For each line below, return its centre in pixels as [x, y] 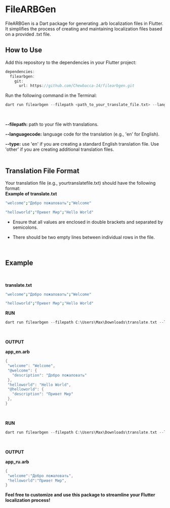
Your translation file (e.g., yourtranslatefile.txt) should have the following [80, 183]
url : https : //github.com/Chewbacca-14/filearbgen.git [77, 86]
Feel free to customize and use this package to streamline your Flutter [80, 495]
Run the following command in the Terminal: [51, 95]
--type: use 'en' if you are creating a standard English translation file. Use [82, 144]
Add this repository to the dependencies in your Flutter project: [71, 62]
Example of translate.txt [31, 193]
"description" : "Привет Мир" [42, 394]
